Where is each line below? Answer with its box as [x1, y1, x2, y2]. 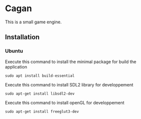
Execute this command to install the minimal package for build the [5, 59, 137, 65]
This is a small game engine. [5, 19, 62, 25]
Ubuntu [5, 48, 23, 54]
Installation [5, 33, 40, 41]
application [5, 64, 28, 69]
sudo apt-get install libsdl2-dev [5, 91, 75, 96]
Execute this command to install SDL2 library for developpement [5, 82, 134, 87]
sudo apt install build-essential [5, 73, 75, 78]
